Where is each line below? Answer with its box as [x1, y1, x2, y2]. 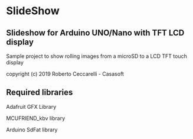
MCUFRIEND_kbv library [6, 114, 66, 122]
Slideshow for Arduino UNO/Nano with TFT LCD [6, 28, 185, 38]
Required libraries [6, 88, 73, 98]
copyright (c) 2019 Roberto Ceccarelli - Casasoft [6, 70, 124, 77]
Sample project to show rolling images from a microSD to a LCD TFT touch [6, 53, 187, 60]
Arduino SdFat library [6, 126, 58, 133]
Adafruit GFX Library [6, 103, 57, 110]
